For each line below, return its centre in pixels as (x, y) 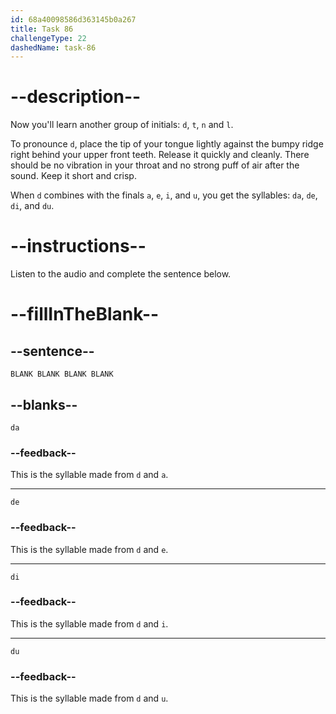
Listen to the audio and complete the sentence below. (121, 274)
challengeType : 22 (48, 38)
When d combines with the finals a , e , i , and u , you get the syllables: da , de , (164, 195)
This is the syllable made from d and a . (89, 475)
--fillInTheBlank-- (85, 314)
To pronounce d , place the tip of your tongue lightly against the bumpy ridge (167, 144)
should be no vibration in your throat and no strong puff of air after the (155, 165)
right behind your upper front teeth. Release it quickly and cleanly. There (160, 155)
